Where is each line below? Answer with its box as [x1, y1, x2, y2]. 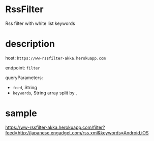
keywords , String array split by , [12, 90, 78, 96]
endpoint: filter [5, 64, 41, 70]
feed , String [12, 84, 37, 90]
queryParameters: [5, 75, 43, 81]
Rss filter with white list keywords [5, 20, 75, 26]
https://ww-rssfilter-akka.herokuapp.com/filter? [5, 124, 105, 130]
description [5, 38, 55, 50]
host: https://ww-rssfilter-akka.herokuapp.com [5, 55, 106, 61]
